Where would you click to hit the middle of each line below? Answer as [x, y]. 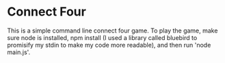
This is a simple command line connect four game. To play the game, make [112, 30]
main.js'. [19, 52]
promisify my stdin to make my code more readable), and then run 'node [109, 45]
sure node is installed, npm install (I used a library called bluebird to [102, 37]
